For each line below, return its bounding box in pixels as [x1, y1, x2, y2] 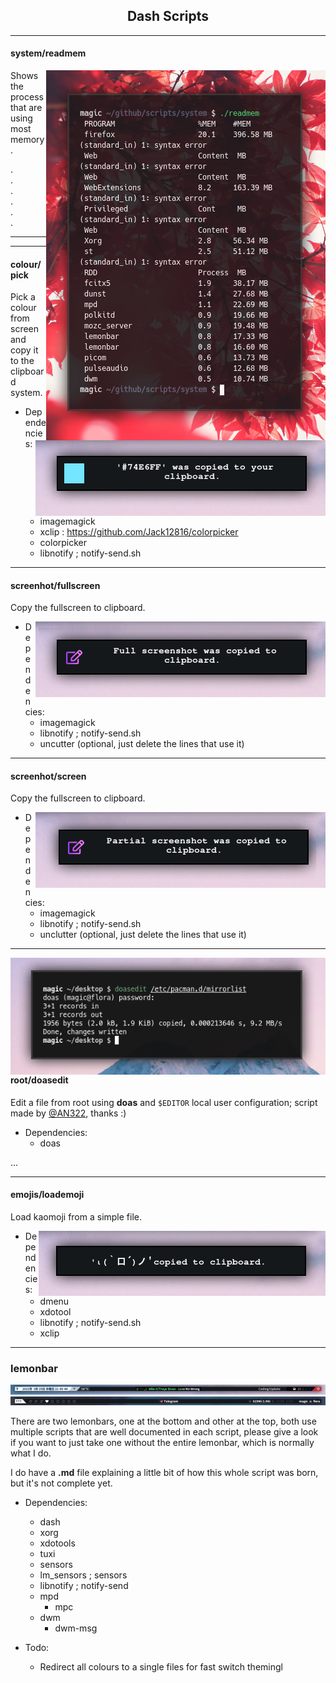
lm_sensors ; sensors [39, 1569, 128, 1581]
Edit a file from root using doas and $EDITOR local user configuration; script [10, 1096, 318, 1108]
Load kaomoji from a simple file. [10, 1211, 143, 1223]
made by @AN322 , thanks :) [10, 1107, 127, 1119]
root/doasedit [10, 1074, 69, 1086]
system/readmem [10, 47, 87, 59]
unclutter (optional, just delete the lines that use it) [39, 929, 247, 941]
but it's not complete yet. [10, 1477, 113, 1489]
